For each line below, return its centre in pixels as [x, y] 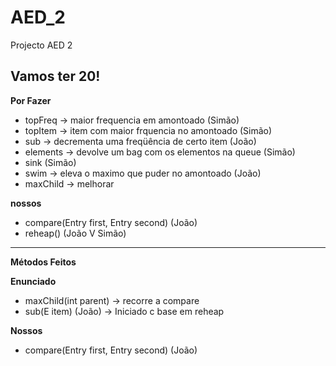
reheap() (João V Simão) [75, 233]
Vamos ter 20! [55, 76]
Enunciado [33, 281]
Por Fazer [31, 100]
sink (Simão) [50, 162]
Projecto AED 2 [41, 45]
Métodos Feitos [43, 262]
